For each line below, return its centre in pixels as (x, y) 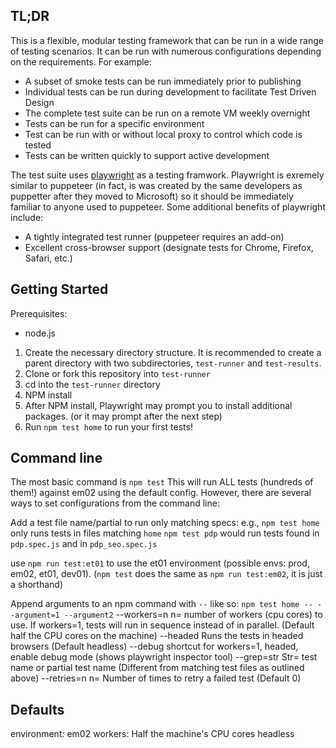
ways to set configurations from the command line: (115, 503)
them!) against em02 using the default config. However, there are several (161, 493)
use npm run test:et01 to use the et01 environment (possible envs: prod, (160, 563)
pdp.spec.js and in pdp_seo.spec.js (84, 544)
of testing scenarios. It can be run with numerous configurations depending (166, 51)
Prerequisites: (39, 313)
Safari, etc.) (48, 258)
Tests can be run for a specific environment (114, 123)
